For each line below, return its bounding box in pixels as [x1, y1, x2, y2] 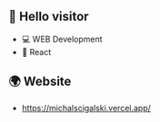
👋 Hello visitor [8, 9, 89, 24]
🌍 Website [8, 74, 72, 89]
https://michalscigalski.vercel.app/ [21, 102, 152, 113]
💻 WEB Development [21, 33, 103, 44]
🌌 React [21, 46, 52, 57]
